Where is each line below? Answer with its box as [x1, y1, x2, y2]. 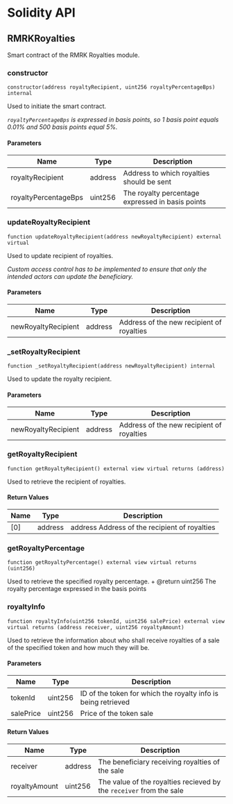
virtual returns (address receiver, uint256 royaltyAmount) [7, 624, 185, 631]
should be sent [123, 177, 172, 187]
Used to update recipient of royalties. [7, 251, 114, 259]
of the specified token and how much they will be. [7, 643, 150, 651]
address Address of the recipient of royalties [70, 522, 216, 532]
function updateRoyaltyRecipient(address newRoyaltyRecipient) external [7, 233, 222, 240]
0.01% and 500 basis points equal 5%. [7, 123, 118, 131]
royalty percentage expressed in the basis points [7, 585, 147, 593]
